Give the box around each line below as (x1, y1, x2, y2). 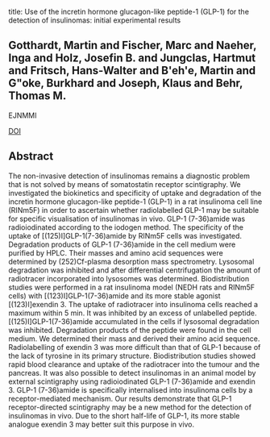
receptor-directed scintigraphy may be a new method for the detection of (8, 402, 252, 412)
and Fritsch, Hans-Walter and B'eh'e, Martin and (8, 64, 256, 77)
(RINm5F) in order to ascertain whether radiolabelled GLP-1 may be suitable (8, 205, 260, 214)
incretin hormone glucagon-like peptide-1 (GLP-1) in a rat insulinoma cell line (8, 197, 263, 206)
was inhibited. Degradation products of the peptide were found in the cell (8, 325, 251, 335)
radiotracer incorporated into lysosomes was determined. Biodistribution (8, 273, 250, 283)
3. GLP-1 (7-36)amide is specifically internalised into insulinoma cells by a (8, 385, 253, 394)
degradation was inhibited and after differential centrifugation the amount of (8, 265, 261, 275)
